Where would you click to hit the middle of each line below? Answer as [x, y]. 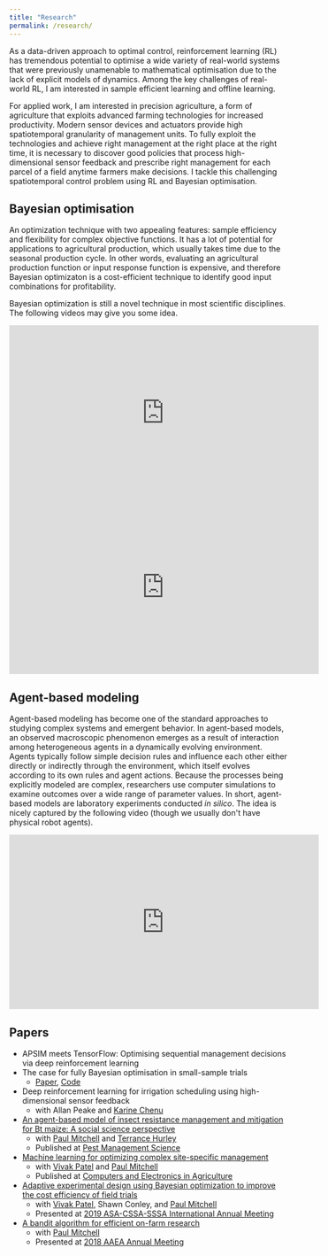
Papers [29, 1032]
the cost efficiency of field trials [80, 1194]
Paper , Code [58, 1082]
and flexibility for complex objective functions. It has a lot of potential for [141, 239]
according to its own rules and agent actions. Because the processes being [146, 775]
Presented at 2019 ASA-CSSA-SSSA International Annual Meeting [154, 1213]
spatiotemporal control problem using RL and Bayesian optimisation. [133, 181]
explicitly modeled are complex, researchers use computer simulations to [142, 785]
